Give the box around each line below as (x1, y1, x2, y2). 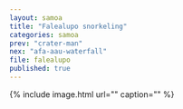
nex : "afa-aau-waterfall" (9, 47, 107, 56)
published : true (9, 64, 71, 74)
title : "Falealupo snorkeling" (9, 22, 128, 31)
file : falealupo (9, 55, 71, 64)
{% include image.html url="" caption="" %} (9, 88, 175, 100)
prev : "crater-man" (9, 38, 83, 48)
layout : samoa (9, 13, 63, 23)
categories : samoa (9, 30, 79, 39)
